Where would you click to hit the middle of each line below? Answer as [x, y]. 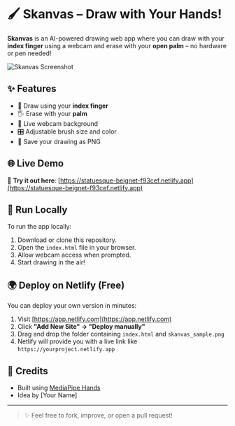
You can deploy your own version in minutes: [72, 306]
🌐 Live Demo [36, 163]
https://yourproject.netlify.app [66, 350]
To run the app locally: [40, 227]
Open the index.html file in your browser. [77, 248]
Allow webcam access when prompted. [74, 255]
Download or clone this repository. [67, 240]
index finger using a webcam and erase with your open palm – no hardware [117, 45]
